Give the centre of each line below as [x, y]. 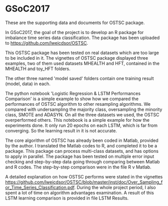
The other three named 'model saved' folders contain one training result [79, 78]
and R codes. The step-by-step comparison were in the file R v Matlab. [78, 167]
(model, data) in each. [28, 84]
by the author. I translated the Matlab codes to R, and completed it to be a [81, 145]
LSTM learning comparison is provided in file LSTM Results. [67, 198]
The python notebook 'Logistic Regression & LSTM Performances [73, 93]
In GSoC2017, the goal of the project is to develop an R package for [74, 32]
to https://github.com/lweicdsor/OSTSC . [47, 43]
